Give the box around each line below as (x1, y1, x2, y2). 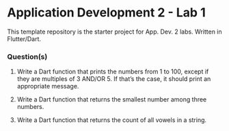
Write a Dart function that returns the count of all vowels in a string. (16, 116, 207, 124)
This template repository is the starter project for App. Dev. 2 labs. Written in (7, 27, 222, 36)
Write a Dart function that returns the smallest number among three (16, 95, 207, 104)
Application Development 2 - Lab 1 (7, 5, 206, 21)
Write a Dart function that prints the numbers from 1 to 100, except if (16, 67, 209, 76)
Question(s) (7, 51, 48, 61)
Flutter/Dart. (7, 34, 42, 43)
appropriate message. (16, 82, 79, 91)
